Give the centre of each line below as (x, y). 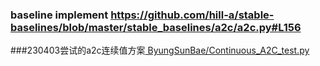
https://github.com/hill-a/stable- (192, 15)
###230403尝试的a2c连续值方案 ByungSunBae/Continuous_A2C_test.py (160, 50)
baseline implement (59, 15)
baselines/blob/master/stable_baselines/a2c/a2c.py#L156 (156, 27)
